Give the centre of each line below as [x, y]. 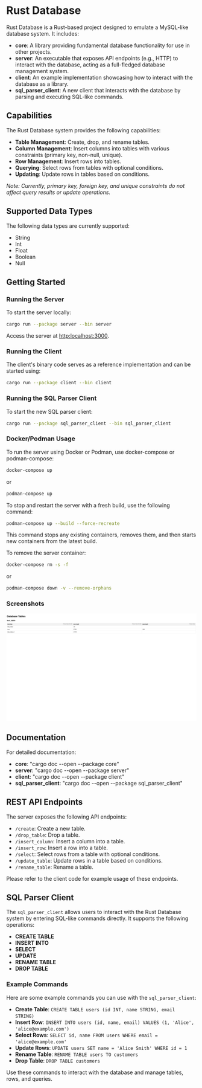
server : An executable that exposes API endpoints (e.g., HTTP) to [96, 58]
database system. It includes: [43, 33]
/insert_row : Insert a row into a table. [62, 848]
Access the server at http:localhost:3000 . [58, 336]
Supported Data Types [49, 211]
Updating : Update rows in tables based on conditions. [82, 174]
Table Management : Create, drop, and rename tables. [82, 142]
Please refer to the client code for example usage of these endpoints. [92, 878]
